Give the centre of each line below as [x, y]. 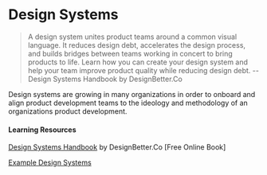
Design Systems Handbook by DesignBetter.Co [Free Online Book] [117, 147]
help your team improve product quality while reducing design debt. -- [143, 70]
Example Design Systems [50, 163]
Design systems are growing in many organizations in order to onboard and [132, 94]
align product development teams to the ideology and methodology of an [128, 103]
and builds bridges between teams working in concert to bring [130, 53]
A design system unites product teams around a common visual [132, 37]
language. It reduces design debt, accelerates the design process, [136, 45]
